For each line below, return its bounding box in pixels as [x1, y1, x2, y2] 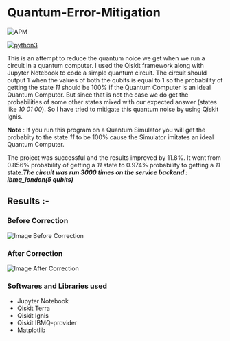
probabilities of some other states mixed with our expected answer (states [7, 97, 218, 106]
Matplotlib [16, 326, 46, 334]
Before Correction [7, 216, 69, 226]
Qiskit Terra [16, 304, 50, 313]
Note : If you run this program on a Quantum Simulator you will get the [7, 126, 206, 134]
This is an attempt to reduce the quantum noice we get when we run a [7, 54, 205, 62]
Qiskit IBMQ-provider [16, 319, 78, 327]
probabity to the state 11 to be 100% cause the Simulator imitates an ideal [7, 132, 214, 141]
